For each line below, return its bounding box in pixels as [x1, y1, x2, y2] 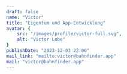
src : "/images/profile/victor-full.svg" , [17, 31, 122, 37]
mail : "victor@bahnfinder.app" [6, 58, 84, 64]
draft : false [6, 8, 39, 15]
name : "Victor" [6, 14, 44, 20]
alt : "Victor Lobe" [17, 36, 66, 42]
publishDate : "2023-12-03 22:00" [6, 48, 90, 54]
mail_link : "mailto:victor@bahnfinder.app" [6, 53, 117, 59]
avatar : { [6, 25, 31, 32]
